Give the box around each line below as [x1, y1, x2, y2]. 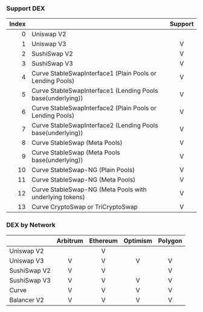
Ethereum [89, 237, 118, 245]
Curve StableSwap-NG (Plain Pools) [31, 166, 135, 174]
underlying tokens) [31, 193, 86, 202]
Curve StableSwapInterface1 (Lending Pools [31, 86, 158, 95]
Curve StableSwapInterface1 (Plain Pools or [31, 69, 157, 78]
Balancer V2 [9, 296, 44, 304]
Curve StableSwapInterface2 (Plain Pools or [31, 104, 157, 112]
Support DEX [6, 4, 45, 13]
